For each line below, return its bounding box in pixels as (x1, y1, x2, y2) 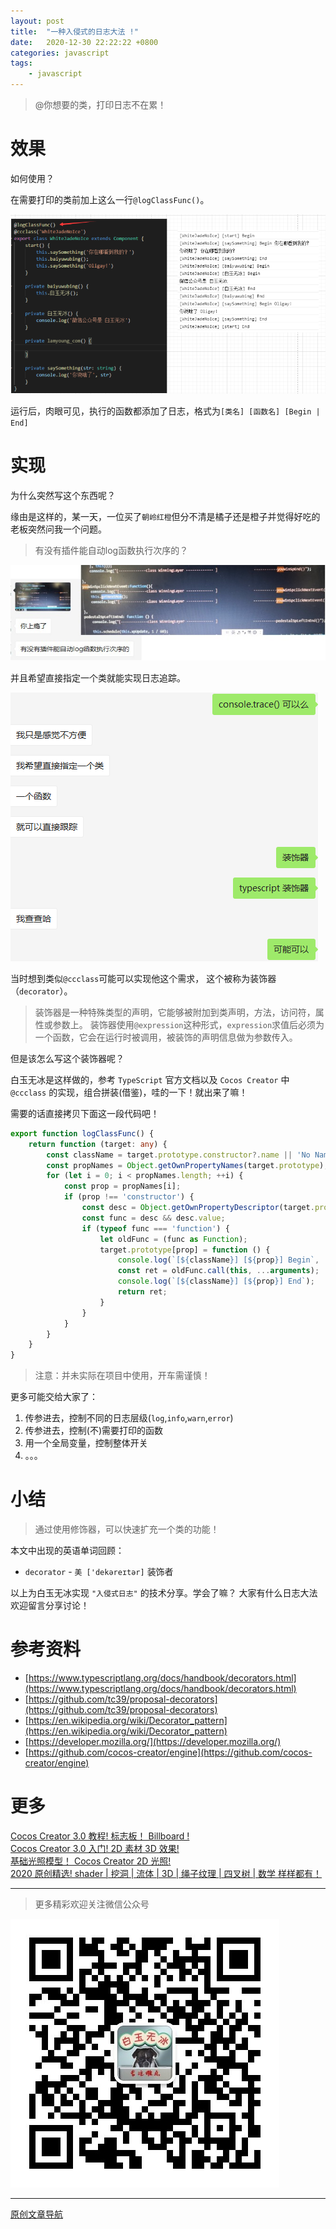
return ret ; (117, 1287, 168, 1297)
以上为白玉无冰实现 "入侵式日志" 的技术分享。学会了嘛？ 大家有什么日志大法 (10, 1587, 318, 1599)
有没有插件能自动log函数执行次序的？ (34, 544, 189, 556)
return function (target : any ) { (28, 1139, 168, 1149)
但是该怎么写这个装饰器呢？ (10, 1052, 125, 1064)
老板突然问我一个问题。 (10, 523, 107, 535)
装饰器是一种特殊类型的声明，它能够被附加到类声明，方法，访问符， (34, 1006, 316, 1018)
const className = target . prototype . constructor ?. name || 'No (46, 1150, 311, 1160)
